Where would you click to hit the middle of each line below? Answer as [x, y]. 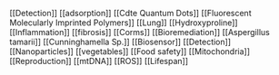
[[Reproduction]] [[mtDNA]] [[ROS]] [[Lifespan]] [99, 61]
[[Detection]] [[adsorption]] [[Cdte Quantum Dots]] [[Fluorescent [130, 13]
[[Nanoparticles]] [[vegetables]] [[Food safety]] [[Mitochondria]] [130, 52]
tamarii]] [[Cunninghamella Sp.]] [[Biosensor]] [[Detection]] [120, 42]
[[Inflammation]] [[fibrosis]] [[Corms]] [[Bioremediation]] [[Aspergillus [139, 32]
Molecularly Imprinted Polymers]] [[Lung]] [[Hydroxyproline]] [124, 23]
